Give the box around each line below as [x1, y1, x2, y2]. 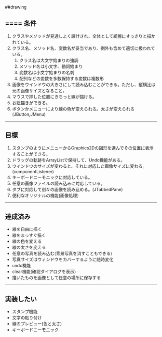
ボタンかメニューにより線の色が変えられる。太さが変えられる [12, 106, 135, 112]
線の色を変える [12, 239, 42, 244]
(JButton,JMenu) [12, 111, 46, 117]
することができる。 [12, 151, 51, 157]
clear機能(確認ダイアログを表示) [12, 269, 76, 274]
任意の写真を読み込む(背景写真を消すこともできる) [12, 251, 112, 257]
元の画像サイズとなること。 [12, 87, 67, 94]
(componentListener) [12, 168, 54, 174]
